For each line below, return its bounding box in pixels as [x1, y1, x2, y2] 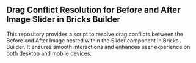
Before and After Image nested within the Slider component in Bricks [6, 36, 179, 44]
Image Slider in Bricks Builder [6, 15, 121, 25]
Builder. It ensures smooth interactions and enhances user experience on [6, 43, 191, 50]
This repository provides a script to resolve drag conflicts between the [6, 30, 184, 38]
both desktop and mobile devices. [6, 50, 92, 57]
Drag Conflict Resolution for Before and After [6, 5, 181, 15]
